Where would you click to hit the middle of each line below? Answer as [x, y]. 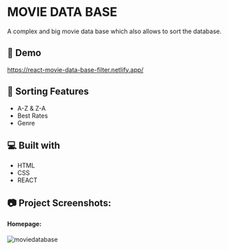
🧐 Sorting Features [48, 92]
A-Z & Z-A [31, 108]
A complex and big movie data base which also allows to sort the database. [114, 31]
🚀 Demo [24, 53]
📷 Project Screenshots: [59, 203]
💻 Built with [34, 145]
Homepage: [25, 224]
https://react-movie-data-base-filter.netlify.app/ [75, 69]
